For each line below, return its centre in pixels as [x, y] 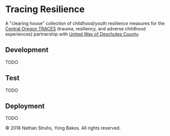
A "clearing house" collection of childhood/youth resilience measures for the [85, 23]
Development [27, 50]
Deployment [25, 106]
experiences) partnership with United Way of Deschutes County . [73, 34]
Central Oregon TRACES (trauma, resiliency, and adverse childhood [75, 28]
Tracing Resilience [45, 9]
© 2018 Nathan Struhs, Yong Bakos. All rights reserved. [63, 128]
